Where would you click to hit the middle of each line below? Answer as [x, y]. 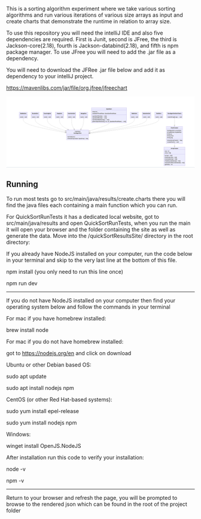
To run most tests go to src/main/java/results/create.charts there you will [96, 199]
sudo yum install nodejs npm [42, 422]
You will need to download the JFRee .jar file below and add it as [86, 70]
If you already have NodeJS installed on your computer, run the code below [99, 254]
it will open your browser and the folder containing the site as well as [91, 229]
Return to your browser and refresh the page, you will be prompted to [92, 497]
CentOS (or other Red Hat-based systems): [59, 399]
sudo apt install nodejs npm [40, 387]
